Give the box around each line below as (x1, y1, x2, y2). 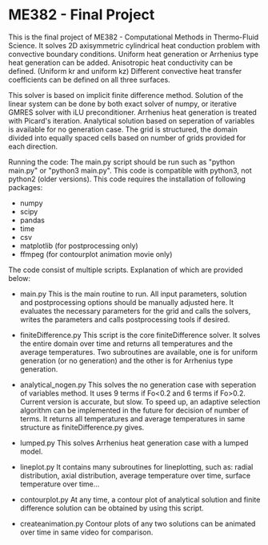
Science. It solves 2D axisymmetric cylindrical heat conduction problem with (8, 40, 260, 50)
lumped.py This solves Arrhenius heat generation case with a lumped (19, 437, 249, 447)
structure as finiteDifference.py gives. (19, 422, 145, 432)
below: (8, 273, 30, 283)
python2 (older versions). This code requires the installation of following (8, 174, 246, 184)
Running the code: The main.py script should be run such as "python (8, 157, 235, 166)
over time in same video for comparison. (19, 527, 154, 537)
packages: (8, 182, 43, 192)
